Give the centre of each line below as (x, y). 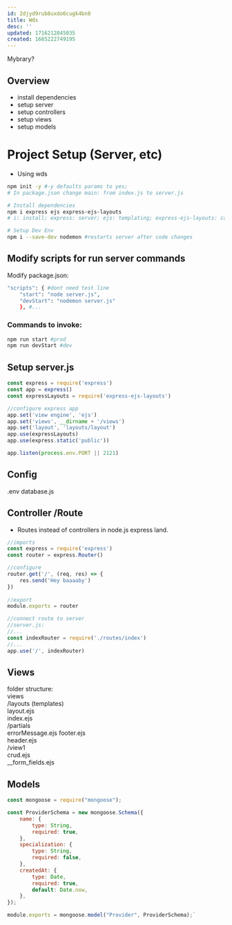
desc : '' (20, 26)
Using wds (32, 174)
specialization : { (46, 845)
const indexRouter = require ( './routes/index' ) (77, 638)
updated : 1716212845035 (41, 33)
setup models (37, 127)
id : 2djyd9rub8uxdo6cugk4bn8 (49, 13)
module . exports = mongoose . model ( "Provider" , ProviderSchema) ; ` (101, 915)
